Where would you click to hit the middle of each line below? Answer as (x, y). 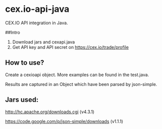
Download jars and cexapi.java (44, 42)
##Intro (13, 32)
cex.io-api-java (37, 9)
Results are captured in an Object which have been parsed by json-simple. (81, 84)
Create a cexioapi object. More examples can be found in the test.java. (77, 75)
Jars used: (22, 100)
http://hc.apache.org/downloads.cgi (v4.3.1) (50, 112)
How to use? (25, 63)
